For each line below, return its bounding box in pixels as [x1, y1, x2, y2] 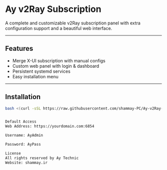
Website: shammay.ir [5, 160, 48, 165]
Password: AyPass [5, 142, 41, 147]
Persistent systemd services [12, 68, 71, 74]
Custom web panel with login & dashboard [12, 63, 99, 69]
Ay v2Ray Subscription [5, 3, 102, 15]
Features [5, 44, 33, 53]
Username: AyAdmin [5, 133, 43, 138]
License [5, 151, 21, 156]
